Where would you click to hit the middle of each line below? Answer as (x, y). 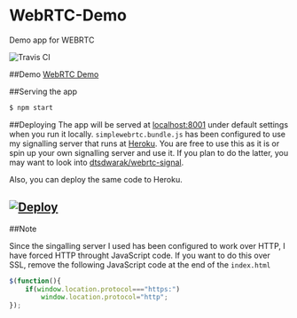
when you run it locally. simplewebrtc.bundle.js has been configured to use (148, 134)
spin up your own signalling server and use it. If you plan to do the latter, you (149, 152)
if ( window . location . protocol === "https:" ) (102, 289)
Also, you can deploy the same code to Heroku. (96, 179)
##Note (23, 229)
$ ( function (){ (35, 281)
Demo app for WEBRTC (52, 40)
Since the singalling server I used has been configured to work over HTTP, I (147, 245)
